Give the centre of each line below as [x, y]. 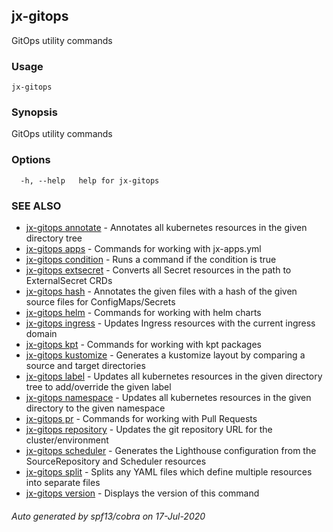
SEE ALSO [36, 206]
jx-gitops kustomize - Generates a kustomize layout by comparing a [165, 355]
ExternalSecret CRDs [69, 280]
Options [31, 160]
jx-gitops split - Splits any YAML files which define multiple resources [169, 472]
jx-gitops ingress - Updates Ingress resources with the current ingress [170, 323]
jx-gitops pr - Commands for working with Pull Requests [141, 418]
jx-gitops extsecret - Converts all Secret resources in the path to [158, 270]
